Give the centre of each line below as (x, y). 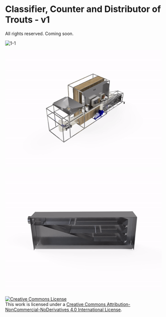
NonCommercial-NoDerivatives (37, 310)
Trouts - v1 (28, 20)
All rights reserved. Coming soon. (39, 33)
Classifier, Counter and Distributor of (83, 9)
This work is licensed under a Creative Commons (55, 304)
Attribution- (119, 304)
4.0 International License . (96, 310)
